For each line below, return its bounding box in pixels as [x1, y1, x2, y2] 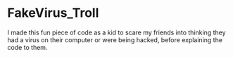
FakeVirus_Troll [7, 5, 99, 21]
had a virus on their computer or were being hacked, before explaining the [7, 35, 223, 44]
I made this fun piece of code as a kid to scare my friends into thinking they [7, 28, 227, 37]
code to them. [7, 43, 48, 51]
